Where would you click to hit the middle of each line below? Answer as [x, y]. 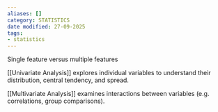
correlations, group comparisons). [56, 101]
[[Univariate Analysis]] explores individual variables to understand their [109, 73]
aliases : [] [24, 14]
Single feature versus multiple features [63, 59]
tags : [15, 33]
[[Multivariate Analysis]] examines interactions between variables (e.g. [108, 94]
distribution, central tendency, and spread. [68, 80]
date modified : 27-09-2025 [46, 26]
